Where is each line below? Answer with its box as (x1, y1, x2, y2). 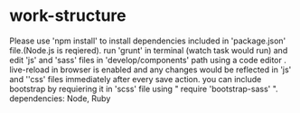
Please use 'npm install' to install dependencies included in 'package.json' (9, 35, 286, 46)
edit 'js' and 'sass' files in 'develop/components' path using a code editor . (9, 54, 287, 65)
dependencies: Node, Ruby (9, 92, 111, 104)
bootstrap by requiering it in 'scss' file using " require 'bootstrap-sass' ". (9, 83, 278, 94)
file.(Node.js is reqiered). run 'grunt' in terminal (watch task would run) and (9, 44, 288, 55)
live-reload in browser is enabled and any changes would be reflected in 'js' (9, 64, 292, 75)
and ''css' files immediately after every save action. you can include (9, 73, 262, 84)
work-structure (9, 5, 127, 26)
